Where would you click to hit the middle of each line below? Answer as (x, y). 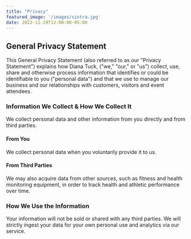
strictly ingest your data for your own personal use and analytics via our (93, 225)
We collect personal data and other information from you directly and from (96, 119)
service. (16, 231)
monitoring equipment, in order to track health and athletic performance (93, 185)
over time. (18, 190)
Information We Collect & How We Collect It (69, 107)
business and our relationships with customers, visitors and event (85, 85)
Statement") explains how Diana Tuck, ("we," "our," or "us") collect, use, (93, 66)
